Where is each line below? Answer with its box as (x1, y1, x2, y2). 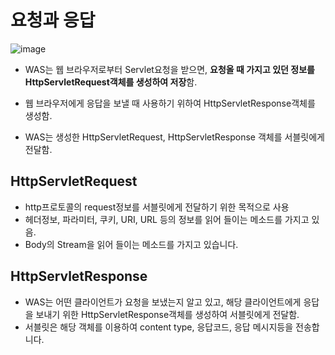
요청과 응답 (10, 9, 96, 32)
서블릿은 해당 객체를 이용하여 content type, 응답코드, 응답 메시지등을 (24, 321, 294, 333)
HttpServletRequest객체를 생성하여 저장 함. (24, 76, 198, 88)
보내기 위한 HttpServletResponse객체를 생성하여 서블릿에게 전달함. (35, 308, 300, 320)
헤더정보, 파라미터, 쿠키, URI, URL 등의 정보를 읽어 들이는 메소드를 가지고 (24, 213, 310, 225)
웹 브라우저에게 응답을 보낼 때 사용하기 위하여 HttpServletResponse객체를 (24, 97, 316, 109)
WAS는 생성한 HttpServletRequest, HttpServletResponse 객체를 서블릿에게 (24, 131, 325, 143)
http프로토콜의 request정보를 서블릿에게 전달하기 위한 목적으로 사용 (24, 201, 290, 213)
